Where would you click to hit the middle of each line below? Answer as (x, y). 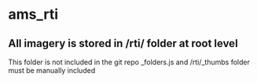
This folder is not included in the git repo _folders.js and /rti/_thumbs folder (129, 62)
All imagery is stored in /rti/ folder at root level (123, 43)
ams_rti (33, 14)
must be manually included (52, 70)
